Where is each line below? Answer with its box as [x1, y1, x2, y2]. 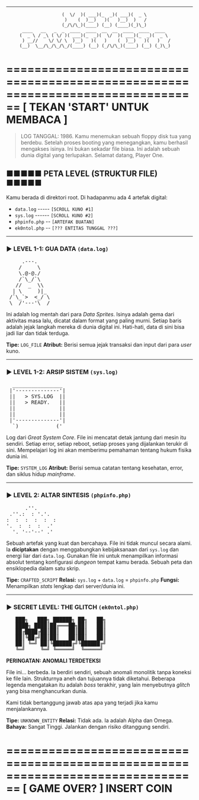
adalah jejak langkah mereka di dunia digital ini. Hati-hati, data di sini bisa [6, 323, 185, 331]
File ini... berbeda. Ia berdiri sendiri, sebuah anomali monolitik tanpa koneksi [6, 668, 191, 675]
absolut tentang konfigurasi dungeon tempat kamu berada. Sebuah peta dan [6, 558, 192, 566]
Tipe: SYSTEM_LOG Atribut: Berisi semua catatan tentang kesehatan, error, [6, 464, 184, 472]
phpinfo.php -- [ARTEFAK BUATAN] [14, 218, 95, 225]
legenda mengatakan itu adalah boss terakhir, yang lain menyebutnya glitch [6, 681, 191, 688]
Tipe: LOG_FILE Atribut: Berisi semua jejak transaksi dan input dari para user [6, 341, 192, 348]
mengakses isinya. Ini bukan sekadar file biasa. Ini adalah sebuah [20, 145, 180, 152]
